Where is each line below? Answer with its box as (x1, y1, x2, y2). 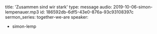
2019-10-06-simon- (113, 4, 153, 10)
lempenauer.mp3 (5, 9, 39, 15)
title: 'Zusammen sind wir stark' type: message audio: (5, 4, 113, 10)
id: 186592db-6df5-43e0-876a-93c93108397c (39, 9, 134, 15)
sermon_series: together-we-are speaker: (5, 14, 88, 20)
